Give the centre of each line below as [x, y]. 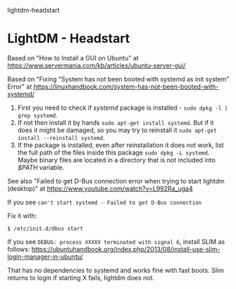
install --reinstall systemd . [61, 137]
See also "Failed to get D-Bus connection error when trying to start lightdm [116, 181]
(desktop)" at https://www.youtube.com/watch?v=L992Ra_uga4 [100, 188]
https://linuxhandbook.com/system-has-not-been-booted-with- [126, 86]
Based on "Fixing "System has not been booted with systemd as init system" [118, 79]
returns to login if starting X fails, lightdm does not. [81, 278]
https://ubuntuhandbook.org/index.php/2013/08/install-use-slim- [126, 249]
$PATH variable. [41, 167]
